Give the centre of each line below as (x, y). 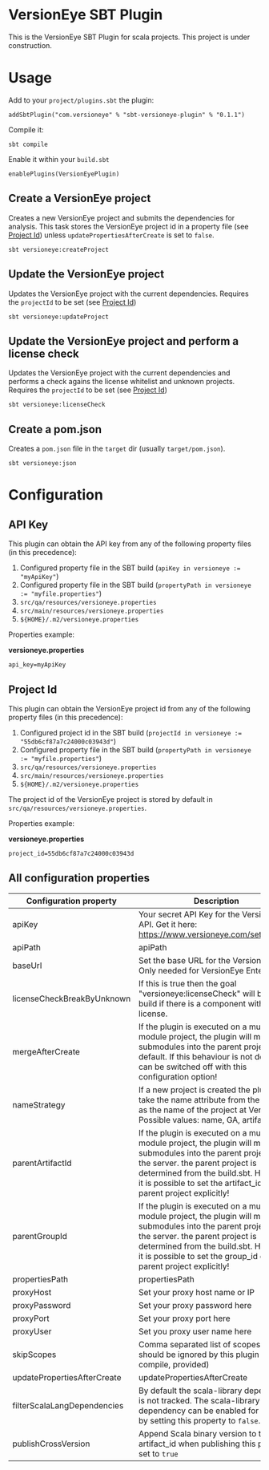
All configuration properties (79, 879)
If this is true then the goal (188, 983)
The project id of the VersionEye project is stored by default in (111, 799)
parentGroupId (40, 1236)
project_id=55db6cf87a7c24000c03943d (71, 853)
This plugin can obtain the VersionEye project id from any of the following (129, 708)
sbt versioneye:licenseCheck (57, 405)
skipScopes (34, 1355)
